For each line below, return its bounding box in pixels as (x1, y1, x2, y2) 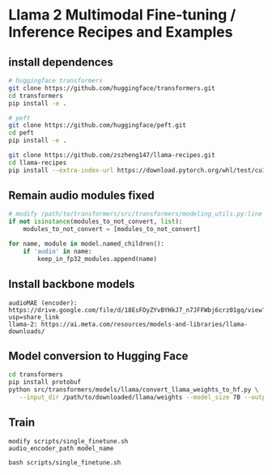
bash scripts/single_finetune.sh (8, 458, 121, 467)
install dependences (8, 55, 113, 69)
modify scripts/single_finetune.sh (8, 437, 129, 445)
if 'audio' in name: (23, 247, 92, 255)
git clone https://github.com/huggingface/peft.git (8, 122, 186, 130)
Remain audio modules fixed (8, 189, 155, 203)
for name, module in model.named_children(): (8, 240, 164, 248)
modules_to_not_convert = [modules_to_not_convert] (23, 225, 201, 233)
